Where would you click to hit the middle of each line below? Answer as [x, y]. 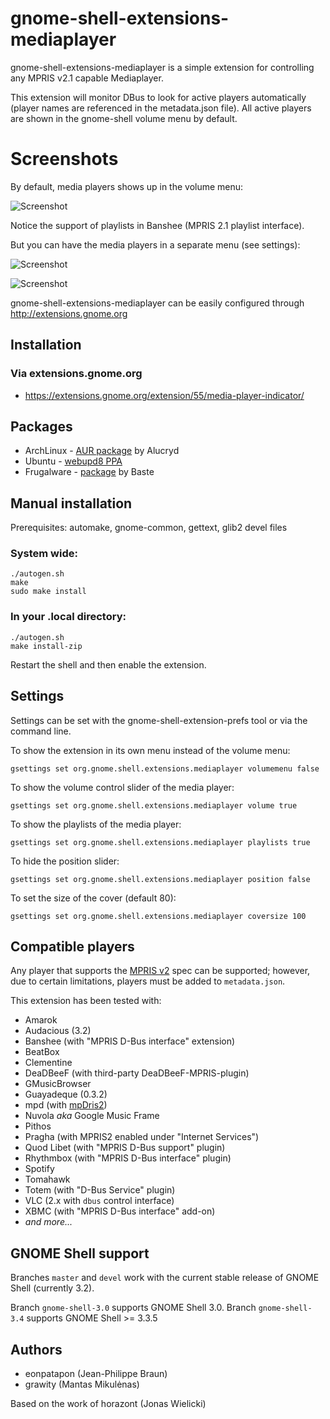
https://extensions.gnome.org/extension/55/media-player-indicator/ [164, 395]
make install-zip [46, 646]
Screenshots [64, 159]
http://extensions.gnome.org [69, 313]
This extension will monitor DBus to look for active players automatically [158, 97]
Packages [41, 426]
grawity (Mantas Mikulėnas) [82, 1384]
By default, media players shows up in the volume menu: [127, 186]
